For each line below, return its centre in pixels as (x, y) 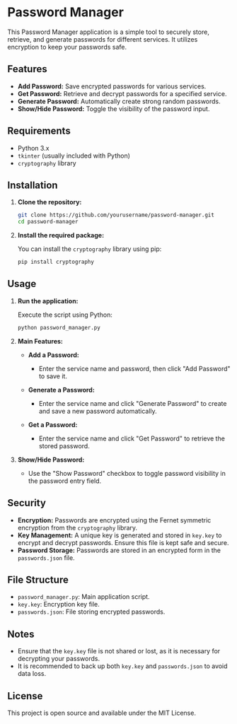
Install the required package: (61, 235)
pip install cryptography (56, 262)
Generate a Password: (62, 390)
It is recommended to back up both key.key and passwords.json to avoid (122, 666)
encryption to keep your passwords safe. (67, 47)
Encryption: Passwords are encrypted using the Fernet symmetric (114, 520)
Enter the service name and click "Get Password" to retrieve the (132, 438)
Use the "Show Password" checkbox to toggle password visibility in (127, 473)
